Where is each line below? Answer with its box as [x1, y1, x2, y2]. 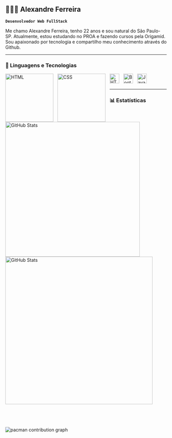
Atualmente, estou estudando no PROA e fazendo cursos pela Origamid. [13, 33, 165, 39]
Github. [5, 44, 21, 50]
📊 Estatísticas [110, 97, 146, 104]
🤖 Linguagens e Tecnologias [5, 62, 77, 69]
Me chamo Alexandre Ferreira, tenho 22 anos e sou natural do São [5, 28, 145, 34]
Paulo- [146, 28, 161, 34]
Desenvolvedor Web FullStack [5, 18, 68, 24]
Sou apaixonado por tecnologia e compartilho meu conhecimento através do [5, 39, 167, 45]
